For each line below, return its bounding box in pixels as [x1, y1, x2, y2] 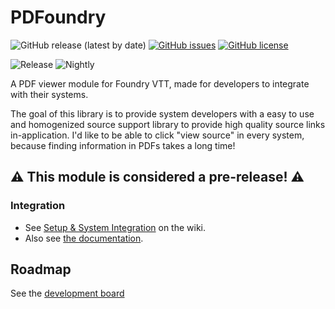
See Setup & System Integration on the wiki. [24, 221, 207, 233]
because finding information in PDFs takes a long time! [10, 139, 236, 151]
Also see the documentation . [24, 232, 144, 244]
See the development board [10, 287, 125, 300]
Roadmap [10, 261, 72, 278]
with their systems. [10, 88, 89, 100]
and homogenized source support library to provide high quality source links [10, 118, 326, 130]
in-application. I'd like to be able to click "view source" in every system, [10, 129, 305, 141]
